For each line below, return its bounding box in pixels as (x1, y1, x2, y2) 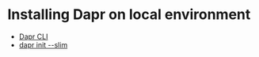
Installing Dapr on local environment (7, 6, 251, 24)
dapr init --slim (18, 40, 68, 49)
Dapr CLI (18, 32, 48, 41)
